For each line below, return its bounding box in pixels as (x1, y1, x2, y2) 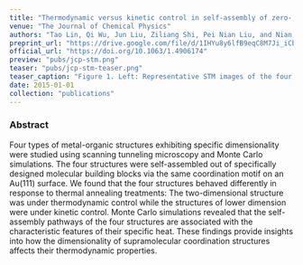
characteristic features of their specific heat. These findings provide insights (9, 225, 294, 236)
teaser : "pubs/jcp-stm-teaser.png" (9, 64, 143, 73)
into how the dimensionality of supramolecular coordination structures (9, 235, 271, 246)
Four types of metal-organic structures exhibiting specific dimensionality (9, 139, 280, 150)
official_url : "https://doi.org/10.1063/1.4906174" (9, 47, 207, 56)
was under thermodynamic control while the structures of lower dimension (9, 196, 287, 208)
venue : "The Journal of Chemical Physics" (9, 22, 171, 31)
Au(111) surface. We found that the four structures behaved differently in (9, 177, 277, 188)
